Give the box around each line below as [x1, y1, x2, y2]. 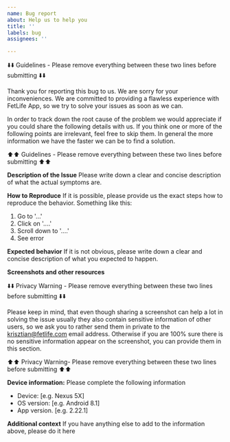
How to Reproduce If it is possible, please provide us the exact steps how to [7, 192, 223, 200]
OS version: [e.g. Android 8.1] [16, 399, 100, 408]
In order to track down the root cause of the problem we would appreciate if [7, 115, 222, 124]
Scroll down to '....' [16, 227, 70, 235]
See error [16, 234, 45, 243]
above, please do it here [7, 427, 76, 435]
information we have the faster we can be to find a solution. [7, 137, 176, 145]
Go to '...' [16, 212, 43, 221]
